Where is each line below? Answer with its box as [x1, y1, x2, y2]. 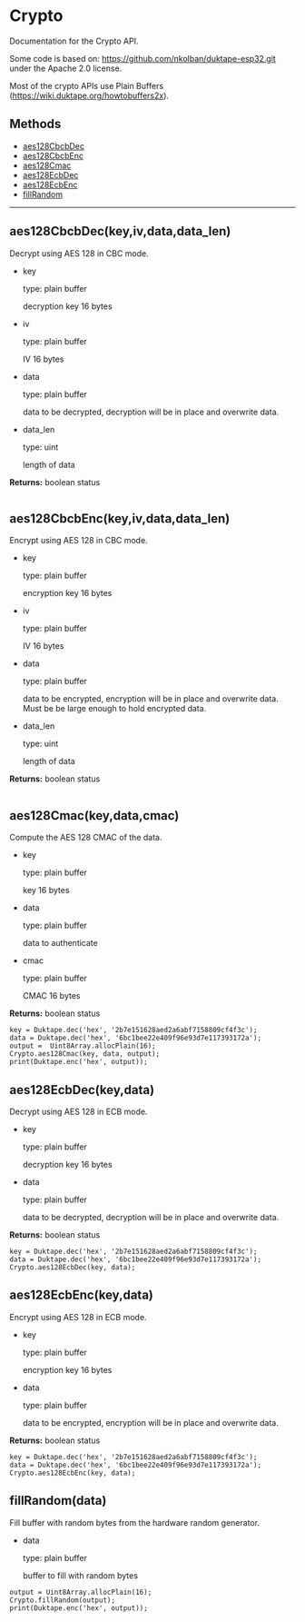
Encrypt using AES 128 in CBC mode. [9, 535, 148, 546]
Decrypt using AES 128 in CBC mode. [9, 247, 149, 259]
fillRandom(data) [9, 1493, 107, 1508]
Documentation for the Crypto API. [9, 35, 139, 46]
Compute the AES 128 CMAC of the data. [9, 832, 162, 843]
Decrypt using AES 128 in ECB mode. [9, 1106, 148, 1117]
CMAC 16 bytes [22, 990, 81, 1001]
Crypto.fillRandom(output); [9, 1596, 116, 1605]
